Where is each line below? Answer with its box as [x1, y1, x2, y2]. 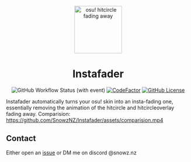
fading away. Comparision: [6, 110, 71, 117]
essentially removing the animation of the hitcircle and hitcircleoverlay [6, 104, 175, 111]
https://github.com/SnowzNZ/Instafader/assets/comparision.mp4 [6, 116, 164, 123]
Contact [6, 133, 36, 143]
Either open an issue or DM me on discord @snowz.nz [6, 149, 137, 156]
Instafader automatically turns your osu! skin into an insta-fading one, [6, 98, 173, 105]
